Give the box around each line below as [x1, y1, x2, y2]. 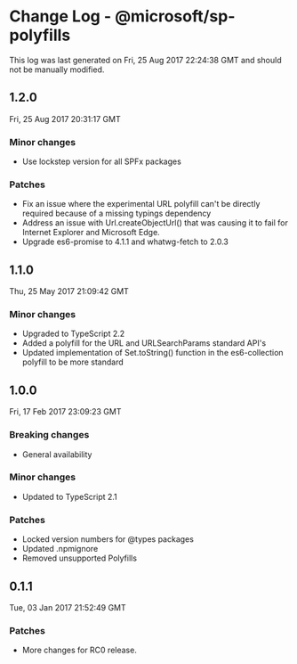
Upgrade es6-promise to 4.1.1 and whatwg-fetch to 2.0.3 [21, 236, 229, 247]
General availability [21, 448, 92, 460]
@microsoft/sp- [114, 6, 236, 27]
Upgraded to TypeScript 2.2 [21, 328, 125, 340]
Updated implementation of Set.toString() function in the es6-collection [21, 348, 284, 358]
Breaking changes [9, 429, 90, 441]
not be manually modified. [9, 64, 105, 75]
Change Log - [9, 6, 112, 27]
